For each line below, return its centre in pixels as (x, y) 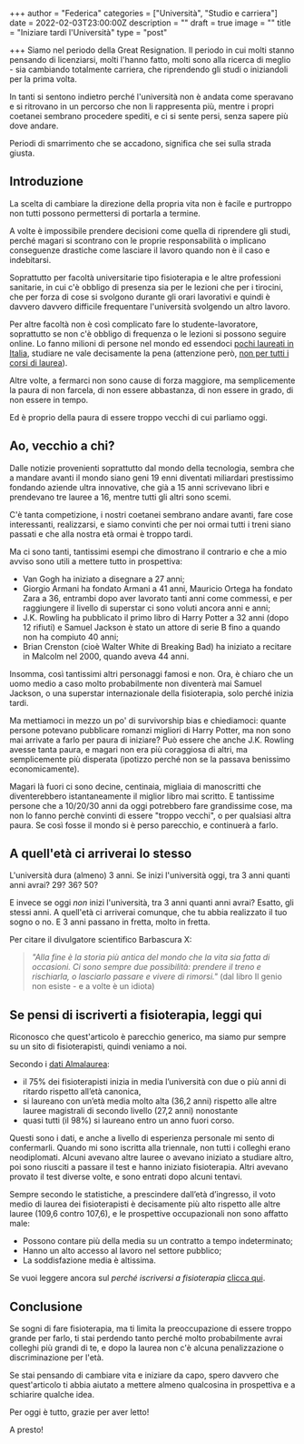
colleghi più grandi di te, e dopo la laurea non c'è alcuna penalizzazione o (147, 1348)
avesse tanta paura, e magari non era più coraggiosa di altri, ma (128, 749)
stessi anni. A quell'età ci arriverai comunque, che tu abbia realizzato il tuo (148, 913)
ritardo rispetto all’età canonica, (82, 1092)
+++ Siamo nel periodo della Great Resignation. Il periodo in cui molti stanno (152, 50)
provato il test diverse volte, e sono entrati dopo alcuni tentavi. (126, 1176)
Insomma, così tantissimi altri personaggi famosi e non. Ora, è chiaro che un (151, 673)
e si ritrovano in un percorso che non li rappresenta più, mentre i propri (142, 106)
